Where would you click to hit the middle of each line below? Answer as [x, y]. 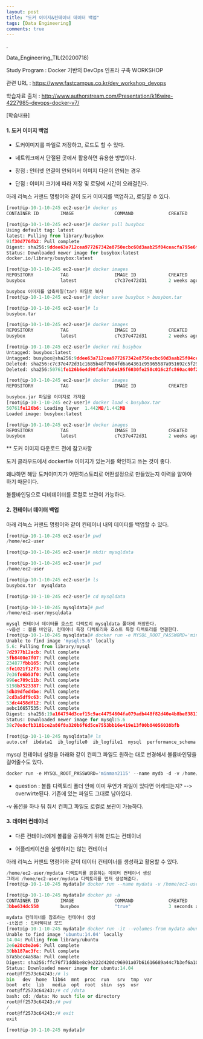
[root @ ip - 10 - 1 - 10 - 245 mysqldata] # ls [54, 736]
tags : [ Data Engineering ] [39, 23]
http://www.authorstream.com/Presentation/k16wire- [107, 96]
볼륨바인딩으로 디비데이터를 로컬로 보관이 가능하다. [66, 495]
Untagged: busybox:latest [39, 352]
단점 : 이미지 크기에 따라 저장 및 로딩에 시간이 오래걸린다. [82, 184]
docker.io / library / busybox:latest [50, 258]
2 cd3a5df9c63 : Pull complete [43, 697]
